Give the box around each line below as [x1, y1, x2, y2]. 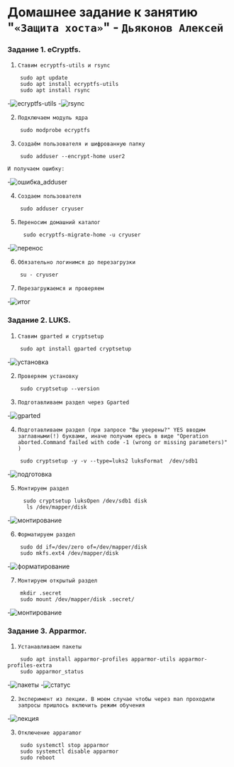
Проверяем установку [17, 373, 79, 380]
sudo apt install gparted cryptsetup [20, 345, 132, 352]
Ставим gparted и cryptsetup [17, 333, 104, 340]
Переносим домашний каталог [17, 219, 101, 226]
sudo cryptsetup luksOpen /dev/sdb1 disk [23, 497, 147, 504]
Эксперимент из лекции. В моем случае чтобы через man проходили [17, 696, 215, 703]
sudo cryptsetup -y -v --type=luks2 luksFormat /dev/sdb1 [20, 457, 199, 465]
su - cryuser [20, 271, 59, 279]
